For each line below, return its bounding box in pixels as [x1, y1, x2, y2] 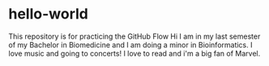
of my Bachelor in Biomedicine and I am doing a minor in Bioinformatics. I [8, 39, 253, 49]
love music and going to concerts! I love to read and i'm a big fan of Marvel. [8, 48, 261, 58]
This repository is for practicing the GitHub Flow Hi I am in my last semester [8, 31, 261, 41]
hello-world [8, 5, 89, 23]
